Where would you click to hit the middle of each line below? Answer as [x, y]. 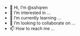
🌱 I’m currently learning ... [35, 18]
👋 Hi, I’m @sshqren [29, 8]
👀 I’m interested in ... [30, 13]
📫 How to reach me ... [32, 28]
